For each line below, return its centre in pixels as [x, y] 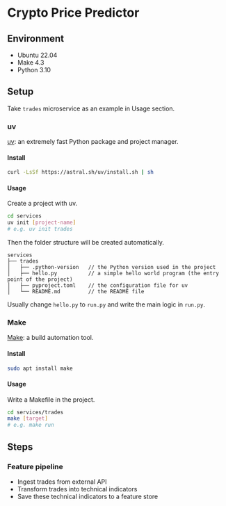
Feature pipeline [35, 466]
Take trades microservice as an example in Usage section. [91, 108]
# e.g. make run [31, 425]
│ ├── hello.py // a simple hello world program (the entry [113, 274]
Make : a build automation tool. [50, 338]
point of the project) [40, 279]
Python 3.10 [34, 70]
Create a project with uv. [42, 204]
